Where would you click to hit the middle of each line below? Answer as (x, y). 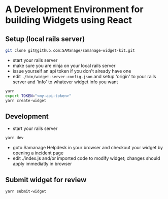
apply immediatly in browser (42, 164)
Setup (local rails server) (45, 39)
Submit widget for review (46, 179)
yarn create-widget (26, 101)
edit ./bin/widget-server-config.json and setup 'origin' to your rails (84, 76)
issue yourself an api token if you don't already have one (72, 71)
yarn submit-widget (26, 191)
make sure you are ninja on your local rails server (64, 65)
